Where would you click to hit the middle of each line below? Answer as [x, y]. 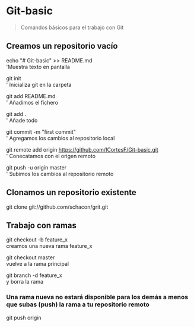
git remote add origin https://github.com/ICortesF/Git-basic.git [82, 149]
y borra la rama [25, 282]
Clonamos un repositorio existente [71, 192]
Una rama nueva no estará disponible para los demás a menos [97, 297]
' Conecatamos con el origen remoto [51, 156]
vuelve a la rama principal [38, 264]
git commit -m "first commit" [41, 131]
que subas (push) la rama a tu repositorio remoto [78, 304]
